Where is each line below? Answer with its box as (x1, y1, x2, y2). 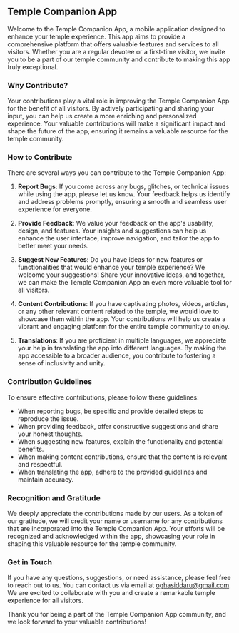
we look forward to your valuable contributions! (7, 617, 146, 627)
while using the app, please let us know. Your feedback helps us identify (17, 190, 230, 198)
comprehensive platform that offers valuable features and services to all (7, 39, 219, 49)
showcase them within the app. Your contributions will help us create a (17, 315, 226, 323)
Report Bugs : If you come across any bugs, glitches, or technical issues (17, 182, 230, 191)
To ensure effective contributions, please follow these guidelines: (7, 393, 200, 402)
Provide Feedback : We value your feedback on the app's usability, (17, 219, 214, 228)
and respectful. (17, 460, 63, 468)
